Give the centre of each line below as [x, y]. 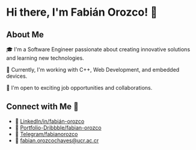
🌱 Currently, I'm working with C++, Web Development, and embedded [93, 70]
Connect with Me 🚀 [43, 107]
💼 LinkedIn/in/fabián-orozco [50, 121]
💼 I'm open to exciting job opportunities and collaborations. [79, 88]
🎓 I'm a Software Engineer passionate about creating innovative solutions [98, 49]
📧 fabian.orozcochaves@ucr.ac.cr [57, 140]
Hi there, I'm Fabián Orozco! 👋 [82, 12]
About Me [25, 35]
